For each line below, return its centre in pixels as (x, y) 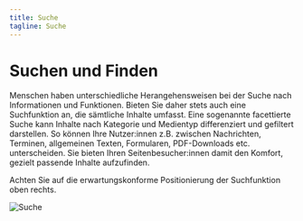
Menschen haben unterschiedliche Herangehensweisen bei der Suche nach (151, 96)
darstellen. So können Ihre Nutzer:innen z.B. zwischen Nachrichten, (135, 134)
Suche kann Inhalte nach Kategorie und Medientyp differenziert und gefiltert (151, 124)
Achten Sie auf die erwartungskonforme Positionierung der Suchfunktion (145, 180)
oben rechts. (33, 189)
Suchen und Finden (84, 71)
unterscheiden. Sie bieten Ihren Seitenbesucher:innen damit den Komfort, (146, 153)
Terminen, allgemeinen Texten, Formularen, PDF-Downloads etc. (130, 143)
